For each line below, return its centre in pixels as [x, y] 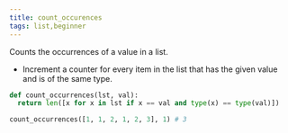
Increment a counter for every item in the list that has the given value [150, 69]
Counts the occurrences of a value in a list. [89, 51]
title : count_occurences [56, 18]
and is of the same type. [67, 78]
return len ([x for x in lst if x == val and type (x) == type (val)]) [148, 103]
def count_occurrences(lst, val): [74, 95]
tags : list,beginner [48, 26]
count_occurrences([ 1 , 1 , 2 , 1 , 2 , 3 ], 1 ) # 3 [98, 120]
